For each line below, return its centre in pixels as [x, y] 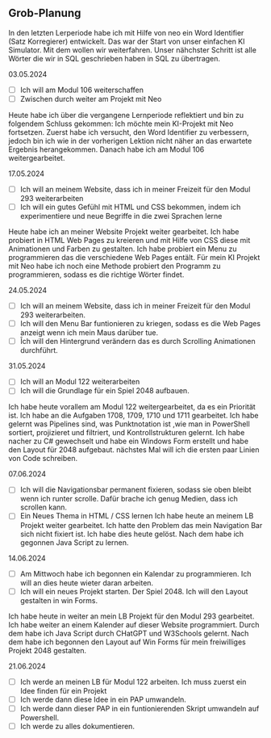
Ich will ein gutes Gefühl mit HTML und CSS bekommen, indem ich [130, 207]
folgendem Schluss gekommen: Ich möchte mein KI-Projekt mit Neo [121, 124]
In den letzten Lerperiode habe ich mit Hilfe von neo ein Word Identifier [126, 32]
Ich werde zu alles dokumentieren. [77, 726]
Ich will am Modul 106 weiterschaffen [81, 90]
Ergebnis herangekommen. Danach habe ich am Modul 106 [106, 149]
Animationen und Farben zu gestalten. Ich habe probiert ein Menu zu [123, 249]
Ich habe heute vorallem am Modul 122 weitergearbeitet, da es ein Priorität [132, 407]
